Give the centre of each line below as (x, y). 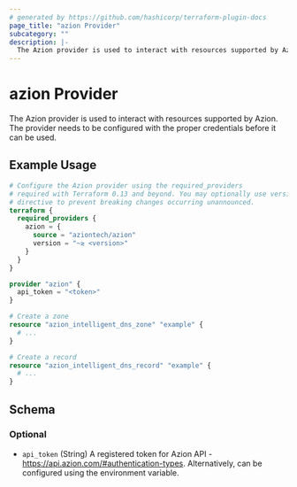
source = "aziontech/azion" (84, 236)
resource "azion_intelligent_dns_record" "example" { (110, 365)
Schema (32, 410)
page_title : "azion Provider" (65, 26)
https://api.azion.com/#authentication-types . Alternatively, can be (142, 463)
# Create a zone (39, 317)
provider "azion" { (45, 284)
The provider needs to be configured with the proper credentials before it (143, 128)
